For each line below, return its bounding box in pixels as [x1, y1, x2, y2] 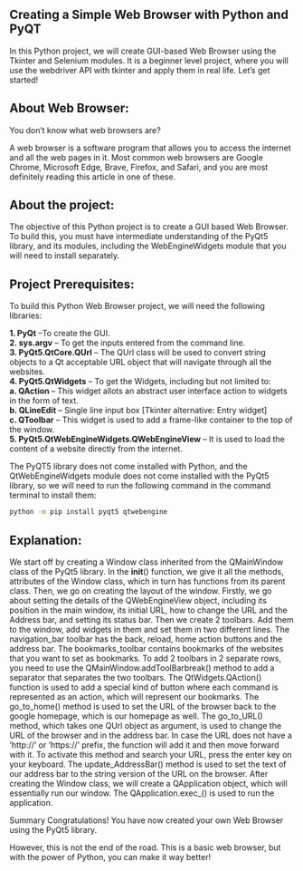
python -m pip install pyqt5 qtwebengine [9, 508, 168, 517]
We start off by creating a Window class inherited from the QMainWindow [9, 556, 284, 567]
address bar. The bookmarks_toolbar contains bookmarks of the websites [9, 643, 284, 653]
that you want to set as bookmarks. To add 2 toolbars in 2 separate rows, [9, 653, 282, 663]
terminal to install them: [9, 489, 97, 501]
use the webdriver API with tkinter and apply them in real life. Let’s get [9, 64, 270, 75]
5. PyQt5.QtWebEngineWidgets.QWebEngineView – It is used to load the [9, 434, 285, 445]
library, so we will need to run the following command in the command [9, 480, 271, 491]
